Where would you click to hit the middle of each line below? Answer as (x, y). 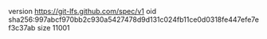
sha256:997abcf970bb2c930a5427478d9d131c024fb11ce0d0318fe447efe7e (133, 19)
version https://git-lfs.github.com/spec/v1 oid (82, 11)
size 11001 (53, 28)
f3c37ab (22, 28)
